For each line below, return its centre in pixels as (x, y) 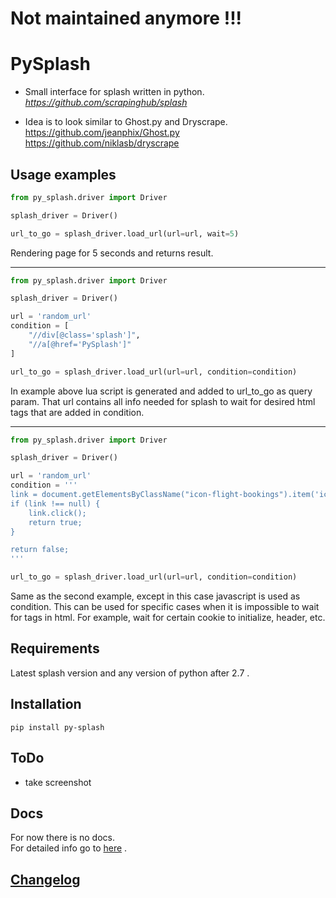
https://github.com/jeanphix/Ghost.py (102, 133)
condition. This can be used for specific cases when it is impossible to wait (165, 607)
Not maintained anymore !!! (126, 18)
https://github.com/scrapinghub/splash (106, 103)
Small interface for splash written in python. (114, 92)
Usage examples (63, 174)
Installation (46, 704)
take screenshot (58, 782)
